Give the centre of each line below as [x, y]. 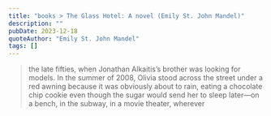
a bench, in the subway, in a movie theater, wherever [116, 104]
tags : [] [23, 46]
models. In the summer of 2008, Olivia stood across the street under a [146, 78]
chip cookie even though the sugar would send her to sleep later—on [144, 95]
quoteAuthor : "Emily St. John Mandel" [74, 39]
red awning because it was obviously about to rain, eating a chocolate [145, 87]
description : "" [36, 24]
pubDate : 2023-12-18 [43, 31]
